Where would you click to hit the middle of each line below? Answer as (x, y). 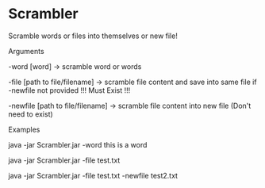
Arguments (27, 51)
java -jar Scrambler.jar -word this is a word (78, 144)
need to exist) (31, 114)
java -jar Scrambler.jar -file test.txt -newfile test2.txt (93, 175)
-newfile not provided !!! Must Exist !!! (69, 90)
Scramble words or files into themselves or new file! (93, 36)
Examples (24, 129)
